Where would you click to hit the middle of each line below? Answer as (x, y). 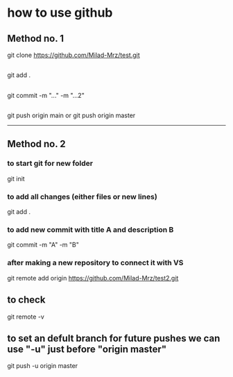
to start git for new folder (50, 163)
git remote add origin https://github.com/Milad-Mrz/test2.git (93, 278)
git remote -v (26, 317)
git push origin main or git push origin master (71, 115)
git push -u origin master (43, 366)
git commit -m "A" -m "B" (43, 245)
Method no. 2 (36, 144)
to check (26, 300)
